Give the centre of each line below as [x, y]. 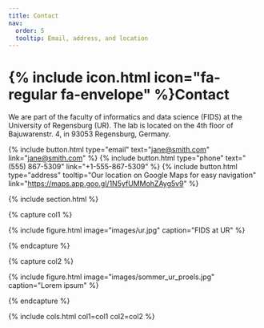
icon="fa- [188, 78]
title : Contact [34, 16]
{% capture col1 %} [40, 215]
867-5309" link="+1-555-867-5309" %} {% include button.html [132, 167]
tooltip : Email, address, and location [82, 38]
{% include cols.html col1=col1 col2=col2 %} [82, 317]
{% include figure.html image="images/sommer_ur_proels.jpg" [112, 277]
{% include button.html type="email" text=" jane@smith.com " [109, 150]
